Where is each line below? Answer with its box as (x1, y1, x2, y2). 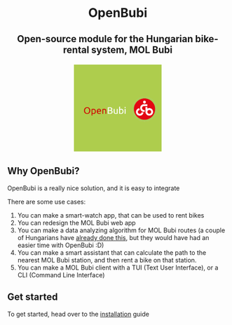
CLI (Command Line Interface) (17, 270, 105, 279)
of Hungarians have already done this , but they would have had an (17, 233, 210, 241)
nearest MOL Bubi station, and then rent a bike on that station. (17, 256, 197, 264)
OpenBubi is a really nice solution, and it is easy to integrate (7, 184, 180, 192)
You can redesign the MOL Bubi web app (17, 218, 136, 227)
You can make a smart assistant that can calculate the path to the (17, 248, 207, 257)
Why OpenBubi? (7, 165, 80, 177)
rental (62, 44, 90, 55)
